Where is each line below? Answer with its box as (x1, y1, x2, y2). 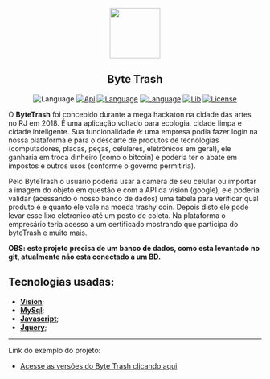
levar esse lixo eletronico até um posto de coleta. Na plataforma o (8, 210, 227, 220)
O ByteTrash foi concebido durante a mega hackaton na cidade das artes (8, 109, 252, 119)
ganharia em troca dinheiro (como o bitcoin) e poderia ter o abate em (8, 152, 237, 162)
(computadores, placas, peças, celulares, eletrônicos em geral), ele (8, 143, 231, 153)
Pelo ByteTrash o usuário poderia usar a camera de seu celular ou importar (8, 176, 257, 186)
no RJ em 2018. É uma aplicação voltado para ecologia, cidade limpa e (8, 117, 243, 128)
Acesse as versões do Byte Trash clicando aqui (19, 360, 178, 370)
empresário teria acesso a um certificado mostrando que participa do (8, 219, 239, 229)
